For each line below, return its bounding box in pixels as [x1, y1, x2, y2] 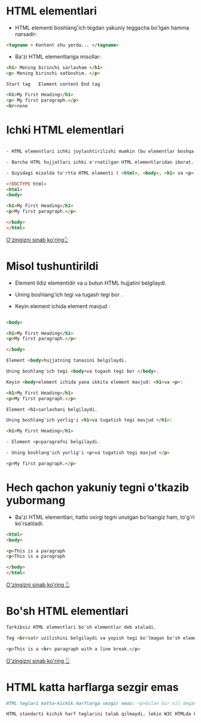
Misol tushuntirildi [6, 259, 99, 273]
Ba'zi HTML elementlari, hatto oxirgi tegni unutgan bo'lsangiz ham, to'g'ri [14, 513, 195, 521]
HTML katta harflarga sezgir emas [6, 680, 179, 694]
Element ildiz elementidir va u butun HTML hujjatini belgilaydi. [14, 279, 167, 286]
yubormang [6, 494, 66, 507]
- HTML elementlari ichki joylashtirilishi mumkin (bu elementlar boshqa [6, 148, 194, 154]
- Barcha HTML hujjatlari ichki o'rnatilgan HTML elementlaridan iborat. [6, 159, 194, 165]
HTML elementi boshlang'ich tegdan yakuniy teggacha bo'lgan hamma [14, 24, 190, 31]
